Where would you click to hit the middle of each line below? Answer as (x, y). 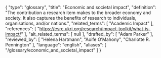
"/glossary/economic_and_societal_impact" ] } (53, 50)
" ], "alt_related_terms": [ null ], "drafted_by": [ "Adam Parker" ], (87, 34)
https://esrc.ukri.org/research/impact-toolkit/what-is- (95, 29)
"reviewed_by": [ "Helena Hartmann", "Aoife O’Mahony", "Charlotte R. (78, 39)
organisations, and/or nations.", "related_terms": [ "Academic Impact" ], (79, 23)
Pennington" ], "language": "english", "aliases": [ (56, 45)
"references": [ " (22, 29)
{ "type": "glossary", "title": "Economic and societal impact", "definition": (81, 7)
